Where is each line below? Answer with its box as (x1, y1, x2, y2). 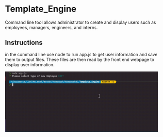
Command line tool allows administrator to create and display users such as (5, 19, 156, 25)
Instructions (5, 39, 43, 47)
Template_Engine (5, 3, 77, 15)
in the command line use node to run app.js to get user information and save (5, 51, 158, 57)
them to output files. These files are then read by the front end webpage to (5, 57, 154, 62)
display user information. (5, 61, 55, 67)
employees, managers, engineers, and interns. (5, 24, 98, 30)
